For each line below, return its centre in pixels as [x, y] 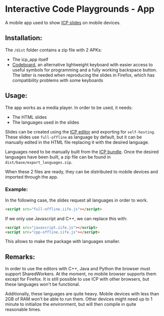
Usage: [16, 96]
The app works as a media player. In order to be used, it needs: [69, 107]
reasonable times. [23, 310]
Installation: [24, 38]
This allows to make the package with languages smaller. [63, 241]
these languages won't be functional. [42, 284]
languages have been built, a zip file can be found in [58, 157]
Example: [16, 189]
